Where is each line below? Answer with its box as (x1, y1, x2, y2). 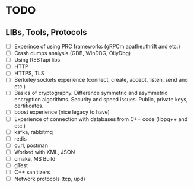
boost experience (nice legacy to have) (14, 109, 110, 116)
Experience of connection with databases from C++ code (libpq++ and (14, 115, 188, 122)
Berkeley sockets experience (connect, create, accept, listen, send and (14, 77, 188, 84)
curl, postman (14, 142, 49, 149)
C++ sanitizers (14, 168, 50, 176)
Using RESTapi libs (14, 56, 61, 63)
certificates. (14, 102, 44, 110)
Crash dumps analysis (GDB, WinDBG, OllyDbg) (14, 50, 131, 57)
